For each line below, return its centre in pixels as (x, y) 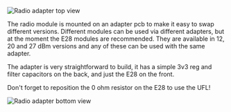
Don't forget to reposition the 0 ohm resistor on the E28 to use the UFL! (109, 87)
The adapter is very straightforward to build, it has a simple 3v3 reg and (110, 67)
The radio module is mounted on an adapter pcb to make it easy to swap (111, 24)
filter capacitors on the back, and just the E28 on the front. (91, 74)
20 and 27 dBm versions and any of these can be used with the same (106, 46)
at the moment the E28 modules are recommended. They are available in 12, (116, 39)
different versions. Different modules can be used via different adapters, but (116, 31)
